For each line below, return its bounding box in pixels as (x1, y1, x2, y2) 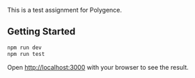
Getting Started (7, 26, 76, 37)
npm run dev (7, 44, 42, 51)
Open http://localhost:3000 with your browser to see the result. (7, 63, 189, 71)
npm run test (7, 50, 45, 57)
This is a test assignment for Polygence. (7, 6, 123, 14)
